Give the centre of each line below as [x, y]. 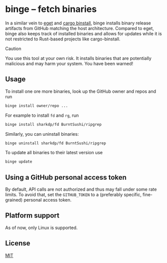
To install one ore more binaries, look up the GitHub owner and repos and [81, 91]
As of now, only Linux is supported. [41, 228]
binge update [19, 162]
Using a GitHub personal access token [66, 177]
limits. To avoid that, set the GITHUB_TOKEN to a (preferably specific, [73, 195]
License [18, 243]
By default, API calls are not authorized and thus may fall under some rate [81, 189]
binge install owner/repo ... [37, 106]
